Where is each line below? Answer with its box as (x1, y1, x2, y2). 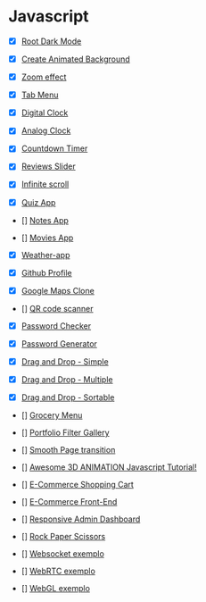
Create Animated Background (21, 54, 130, 64)
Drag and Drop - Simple (21, 355, 109, 367)
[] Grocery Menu (21, 410, 83, 421)
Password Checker (21, 320, 91, 331)
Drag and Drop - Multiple (21, 373, 113, 385)
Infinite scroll (21, 179, 70, 189)
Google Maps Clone (21, 285, 95, 296)
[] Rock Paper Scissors (21, 531, 106, 542)
